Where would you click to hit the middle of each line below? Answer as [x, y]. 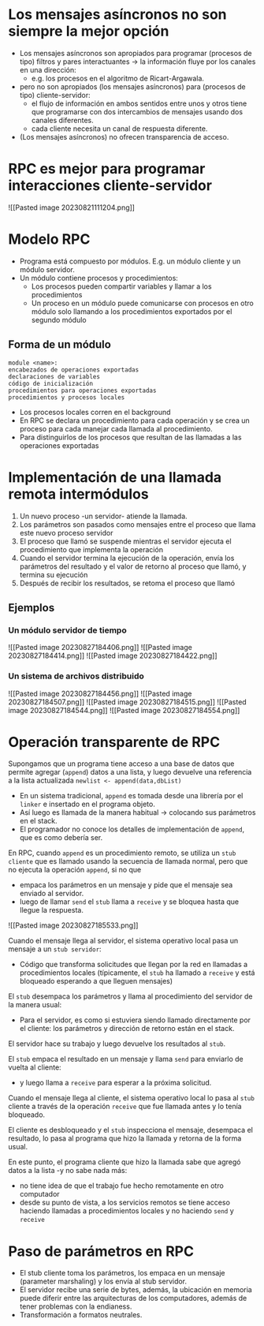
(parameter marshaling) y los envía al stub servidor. [103, 1281]
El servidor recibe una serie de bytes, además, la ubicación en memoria [136, 1290]
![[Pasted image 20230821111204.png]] [72, 207]
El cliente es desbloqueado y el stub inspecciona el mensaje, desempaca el [131, 1130]
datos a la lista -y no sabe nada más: [68, 1171]
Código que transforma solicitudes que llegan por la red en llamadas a [134, 965]
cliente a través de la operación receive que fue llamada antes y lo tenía [125, 1107]
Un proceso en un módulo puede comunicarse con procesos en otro [142, 303]
